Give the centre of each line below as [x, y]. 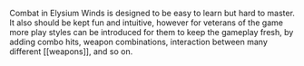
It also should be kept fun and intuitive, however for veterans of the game [147, 23]
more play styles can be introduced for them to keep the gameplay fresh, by [152, 32]
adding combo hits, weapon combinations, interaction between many [138, 42]
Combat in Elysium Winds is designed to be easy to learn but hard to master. [152, 13]
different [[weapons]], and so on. [71, 52]
